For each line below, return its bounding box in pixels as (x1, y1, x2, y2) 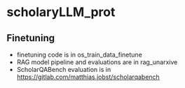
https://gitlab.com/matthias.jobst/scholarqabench (16, 73, 160, 81)
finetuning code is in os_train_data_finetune (16, 50, 143, 59)
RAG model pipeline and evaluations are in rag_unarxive (16, 58, 178, 66)
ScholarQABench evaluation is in (16, 66, 111, 73)
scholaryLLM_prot (6, 4, 116, 20)
